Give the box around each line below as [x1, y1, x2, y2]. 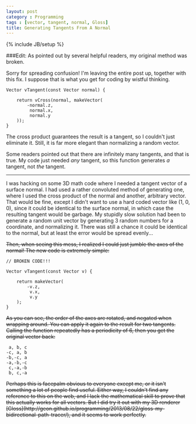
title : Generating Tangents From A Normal [6, 25, 111, 31]
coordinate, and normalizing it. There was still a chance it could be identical [6, 223, 188, 231]
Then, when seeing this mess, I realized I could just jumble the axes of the [6, 241, 184, 248]
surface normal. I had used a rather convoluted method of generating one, [6, 186, 185, 193]
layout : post [6, 8, 38, 15]
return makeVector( [16, 279, 64, 285]
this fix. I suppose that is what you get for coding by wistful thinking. [6, 76, 170, 83]
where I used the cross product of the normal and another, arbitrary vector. [6, 192, 187, 199]
